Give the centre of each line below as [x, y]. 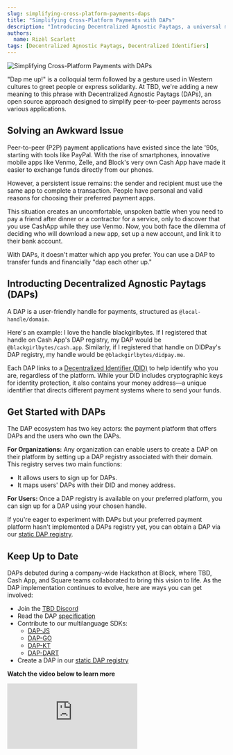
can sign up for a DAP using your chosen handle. [77, 506]
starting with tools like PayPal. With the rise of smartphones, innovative [109, 154]
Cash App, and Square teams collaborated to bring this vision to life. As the [114, 580]
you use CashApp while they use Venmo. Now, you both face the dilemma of [116, 226]
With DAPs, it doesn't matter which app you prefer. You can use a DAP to [111, 254]
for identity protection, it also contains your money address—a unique [107, 383]
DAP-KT [39, 646]
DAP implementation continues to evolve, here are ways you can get [105, 588]
